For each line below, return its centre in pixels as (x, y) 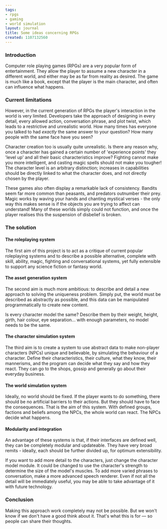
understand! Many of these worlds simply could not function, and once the (82, 209)
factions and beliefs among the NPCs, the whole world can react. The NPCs (83, 412)
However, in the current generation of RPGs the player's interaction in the (80, 111)
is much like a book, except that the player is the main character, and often (82, 82)
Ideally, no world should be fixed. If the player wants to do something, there (83, 397)
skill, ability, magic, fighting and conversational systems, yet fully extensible (83, 261)
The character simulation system (40, 336)
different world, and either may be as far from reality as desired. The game (82, 76)
